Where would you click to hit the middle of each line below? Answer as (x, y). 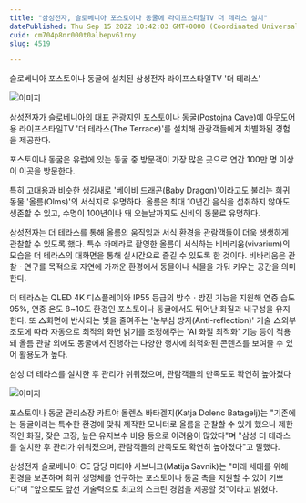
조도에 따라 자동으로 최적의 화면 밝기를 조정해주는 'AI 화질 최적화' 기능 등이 (142, 332)
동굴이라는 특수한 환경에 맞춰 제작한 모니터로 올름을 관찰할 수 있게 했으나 (148, 424)
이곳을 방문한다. (47, 171)
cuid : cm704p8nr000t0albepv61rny (73, 35)
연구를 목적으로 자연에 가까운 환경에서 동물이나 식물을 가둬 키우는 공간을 (152, 267)
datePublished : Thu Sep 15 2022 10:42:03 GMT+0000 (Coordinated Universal (154, 26)
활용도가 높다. (43, 355)
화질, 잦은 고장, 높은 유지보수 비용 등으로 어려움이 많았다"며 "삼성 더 (146, 435)
